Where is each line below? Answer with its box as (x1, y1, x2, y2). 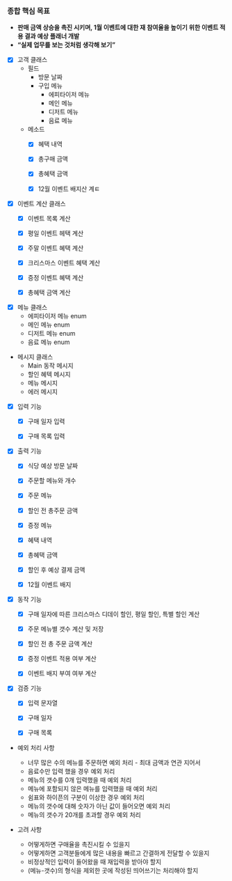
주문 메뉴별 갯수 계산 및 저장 (27, 625, 104, 633)
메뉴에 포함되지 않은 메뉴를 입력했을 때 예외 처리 (27, 784, 158, 793)
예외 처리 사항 (17, 743, 55, 751)
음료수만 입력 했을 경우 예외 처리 (27, 767, 115, 775)
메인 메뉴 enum (27, 320, 70, 329)
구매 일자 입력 (27, 417, 65, 426)
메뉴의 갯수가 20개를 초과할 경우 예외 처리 (27, 810, 141, 819)
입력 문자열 (27, 699, 58, 708)
